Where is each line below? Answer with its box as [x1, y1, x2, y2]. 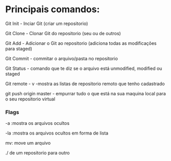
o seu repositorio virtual [5, 96, 55, 102]
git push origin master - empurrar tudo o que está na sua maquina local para [5, 90, 166, 96]
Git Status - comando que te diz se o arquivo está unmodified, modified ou [5, 65, 162, 71]
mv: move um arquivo [5, 140, 51, 146]
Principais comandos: [5, 4, 100, 15]
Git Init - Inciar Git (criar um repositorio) [5, 20, 88, 26]
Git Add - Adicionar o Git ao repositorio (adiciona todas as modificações [5, 40, 157, 46]
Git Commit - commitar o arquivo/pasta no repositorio [5, 55, 118, 62]
